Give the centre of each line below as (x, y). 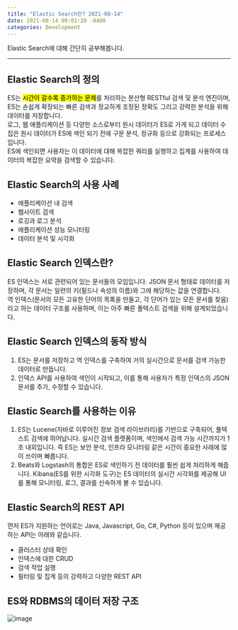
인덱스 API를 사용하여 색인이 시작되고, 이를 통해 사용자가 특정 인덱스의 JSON (124, 378)
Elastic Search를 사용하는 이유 (72, 412)
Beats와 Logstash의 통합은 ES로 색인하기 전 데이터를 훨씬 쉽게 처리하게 (117, 465)
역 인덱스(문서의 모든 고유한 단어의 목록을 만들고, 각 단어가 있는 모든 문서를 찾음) (118, 299)
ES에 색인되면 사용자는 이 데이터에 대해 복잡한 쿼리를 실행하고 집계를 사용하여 (114, 151)
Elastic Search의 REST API (66, 507)
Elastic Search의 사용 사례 (63, 184)
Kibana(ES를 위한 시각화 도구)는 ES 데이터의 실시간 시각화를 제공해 (125, 474)
